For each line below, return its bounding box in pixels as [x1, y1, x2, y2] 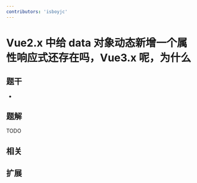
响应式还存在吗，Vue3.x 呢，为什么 [17, 51, 192, 64]
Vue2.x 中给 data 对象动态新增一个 [6, 36, 177, 49]
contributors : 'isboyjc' [6, 8, 68, 15]
